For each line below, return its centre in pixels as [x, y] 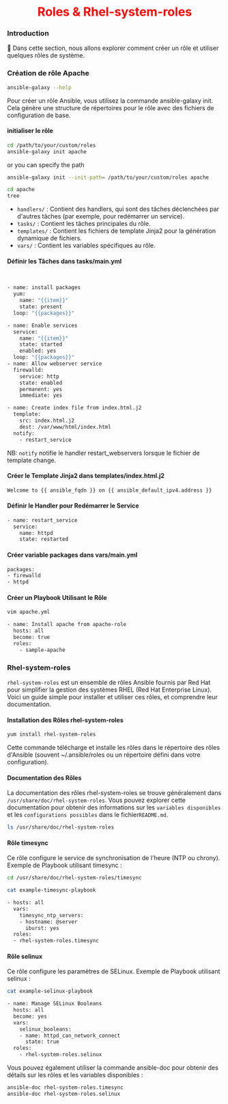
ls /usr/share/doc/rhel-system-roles [61, 827]
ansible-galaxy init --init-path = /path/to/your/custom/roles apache [108, 177]
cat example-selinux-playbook [50, 991]
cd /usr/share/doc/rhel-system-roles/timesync [74, 878]
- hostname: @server [48, 922]
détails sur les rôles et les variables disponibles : [75, 1075]
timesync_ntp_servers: [52, 915]
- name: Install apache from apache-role [67, 625]
